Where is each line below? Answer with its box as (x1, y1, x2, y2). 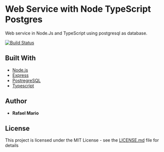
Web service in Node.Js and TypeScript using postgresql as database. (5, 30, 148, 36)
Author (5, 97, 27, 105)
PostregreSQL (12, 77, 41, 83)
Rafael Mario (12, 110, 39, 116)
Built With (5, 54, 36, 62)
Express (12, 72, 29, 78)
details (5, 143, 19, 149)
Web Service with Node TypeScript (5, 3, 151, 15)
